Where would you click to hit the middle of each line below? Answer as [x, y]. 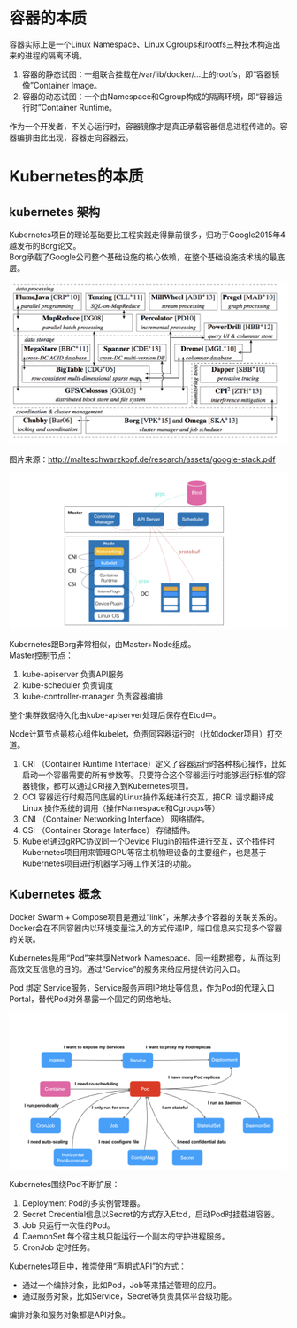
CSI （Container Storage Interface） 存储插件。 [108, 830]
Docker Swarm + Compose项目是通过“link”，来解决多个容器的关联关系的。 [145, 917]
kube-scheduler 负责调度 [68, 685]
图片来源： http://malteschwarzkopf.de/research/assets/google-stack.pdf [142, 459]
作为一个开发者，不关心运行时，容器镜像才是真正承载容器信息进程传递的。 [145, 126]
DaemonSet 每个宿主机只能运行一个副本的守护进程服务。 [126, 1236]
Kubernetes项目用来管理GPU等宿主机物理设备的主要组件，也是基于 [144, 853]
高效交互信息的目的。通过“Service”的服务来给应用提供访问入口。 [127, 969]
